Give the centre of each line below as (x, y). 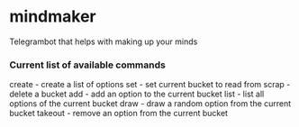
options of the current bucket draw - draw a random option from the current (150, 104)
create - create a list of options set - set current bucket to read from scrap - (150, 85)
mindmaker (53, 17)
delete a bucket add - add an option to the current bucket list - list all (137, 94)
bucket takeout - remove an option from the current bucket (118, 113)
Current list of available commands (88, 65)
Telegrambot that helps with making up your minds (104, 41)
